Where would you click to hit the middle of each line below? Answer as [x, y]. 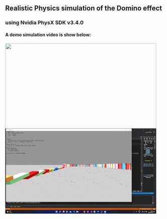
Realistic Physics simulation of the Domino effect [84, 8]
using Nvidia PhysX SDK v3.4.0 [45, 23]
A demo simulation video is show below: [48, 34]
